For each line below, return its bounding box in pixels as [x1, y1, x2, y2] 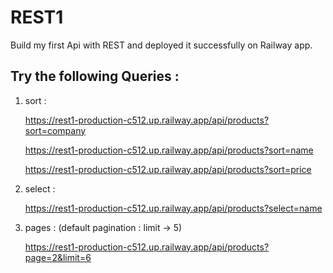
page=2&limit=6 [24, 251, 92, 263]
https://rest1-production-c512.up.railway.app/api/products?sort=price [24, 163, 312, 175]
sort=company [24, 124, 87, 136]
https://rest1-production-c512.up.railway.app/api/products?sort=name [24, 144, 314, 156]
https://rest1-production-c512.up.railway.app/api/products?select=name [24, 202, 323, 214]
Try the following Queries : [10, 68, 180, 85]
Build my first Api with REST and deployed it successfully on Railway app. [10, 39, 313, 51]
